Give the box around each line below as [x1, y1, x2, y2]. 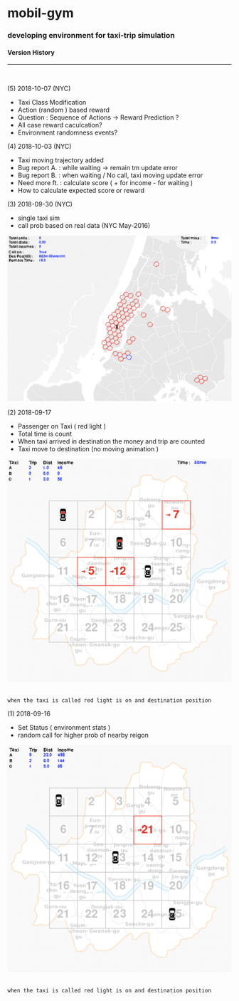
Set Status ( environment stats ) [17, 723, 111, 732]
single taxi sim [17, 214, 60, 222]
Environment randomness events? [17, 128, 118, 137]
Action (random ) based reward [17, 105, 110, 115]
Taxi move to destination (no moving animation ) [17, 445, 159, 454]
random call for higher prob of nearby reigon [17, 731, 149, 740]
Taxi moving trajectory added [17, 156, 105, 164]
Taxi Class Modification [17, 98, 87, 107]
